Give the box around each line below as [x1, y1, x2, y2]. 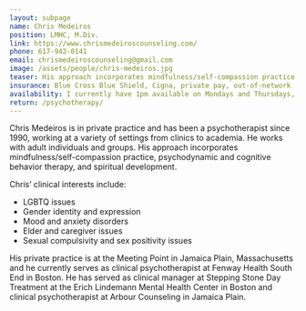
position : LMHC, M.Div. [9, 30, 100, 39]
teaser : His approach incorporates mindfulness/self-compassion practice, [9, 73, 300, 82]
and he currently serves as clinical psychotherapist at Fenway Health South [9, 263, 293, 274]
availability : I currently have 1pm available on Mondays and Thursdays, [9, 89, 296, 98]
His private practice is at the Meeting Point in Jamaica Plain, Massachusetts [9, 253, 294, 264]
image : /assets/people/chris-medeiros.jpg [9, 65, 173, 74]
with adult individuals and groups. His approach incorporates [9, 142, 239, 153]
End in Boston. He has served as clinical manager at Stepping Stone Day [9, 272, 281, 283]
